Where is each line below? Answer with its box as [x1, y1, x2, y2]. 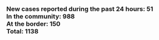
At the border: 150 [6, 20, 61, 28]
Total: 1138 [6, 27, 39, 35]
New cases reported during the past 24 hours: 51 [6, 5, 154, 13]
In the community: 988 [6, 12, 75, 20]
